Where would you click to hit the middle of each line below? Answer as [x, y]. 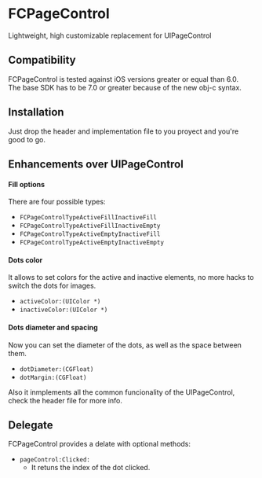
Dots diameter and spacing [53, 327]
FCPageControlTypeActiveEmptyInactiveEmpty [92, 243]
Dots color [25, 259]
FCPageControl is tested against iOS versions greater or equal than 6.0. [124, 79]
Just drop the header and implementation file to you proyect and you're [124, 131]
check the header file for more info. [65, 400]
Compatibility [42, 60]
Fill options [27, 184]
